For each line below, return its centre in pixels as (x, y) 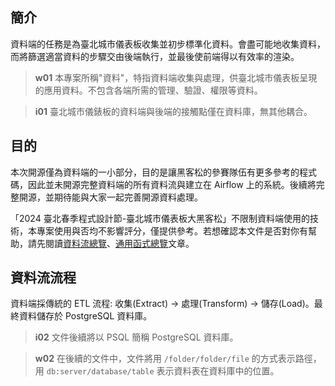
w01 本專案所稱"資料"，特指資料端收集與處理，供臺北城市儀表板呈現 (176, 77)
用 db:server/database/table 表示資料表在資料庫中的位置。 (157, 371)
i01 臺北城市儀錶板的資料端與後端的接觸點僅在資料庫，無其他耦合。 (173, 111)
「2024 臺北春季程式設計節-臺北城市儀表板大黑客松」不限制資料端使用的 (160, 218)
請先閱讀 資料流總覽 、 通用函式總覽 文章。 (111, 243)
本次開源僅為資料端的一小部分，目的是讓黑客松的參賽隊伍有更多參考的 (155, 172)
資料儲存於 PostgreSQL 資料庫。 (85, 316)
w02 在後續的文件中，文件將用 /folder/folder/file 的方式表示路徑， (178, 359)
